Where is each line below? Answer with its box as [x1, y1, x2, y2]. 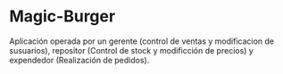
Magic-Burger [9, 6, 116, 27]
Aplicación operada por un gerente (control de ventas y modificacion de [9, 36, 275, 46]
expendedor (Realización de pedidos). [9, 54, 150, 65]
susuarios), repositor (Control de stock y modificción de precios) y [9, 45, 254, 55]
